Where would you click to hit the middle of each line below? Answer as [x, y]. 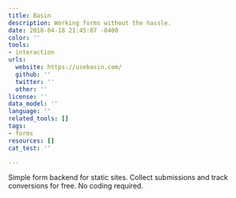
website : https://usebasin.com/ [69, 67]
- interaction [32, 52]
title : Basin [30, 15]
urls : [17, 60]
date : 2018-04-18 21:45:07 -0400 [63, 30]
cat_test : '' [30, 148]
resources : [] [32, 141]
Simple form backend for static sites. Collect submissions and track [118, 177]
